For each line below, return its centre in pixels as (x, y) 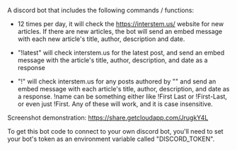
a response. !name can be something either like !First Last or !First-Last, (122, 96)
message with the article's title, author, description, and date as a (112, 60)
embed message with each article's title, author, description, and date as (123, 89)
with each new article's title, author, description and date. (101, 39)
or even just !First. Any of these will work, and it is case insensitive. (115, 104)
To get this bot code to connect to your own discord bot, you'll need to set (116, 131)
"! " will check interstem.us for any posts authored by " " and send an (117, 81)
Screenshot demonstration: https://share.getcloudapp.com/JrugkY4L (108, 117)
